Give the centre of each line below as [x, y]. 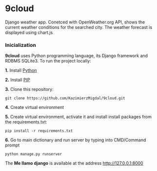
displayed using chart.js [29, 32]
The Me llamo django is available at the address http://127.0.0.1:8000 [74, 163]
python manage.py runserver [34, 154]
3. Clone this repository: [29, 89]
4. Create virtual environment [35, 107]
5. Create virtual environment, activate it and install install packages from [78, 117]
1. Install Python [21, 70]
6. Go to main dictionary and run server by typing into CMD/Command [76, 140]
